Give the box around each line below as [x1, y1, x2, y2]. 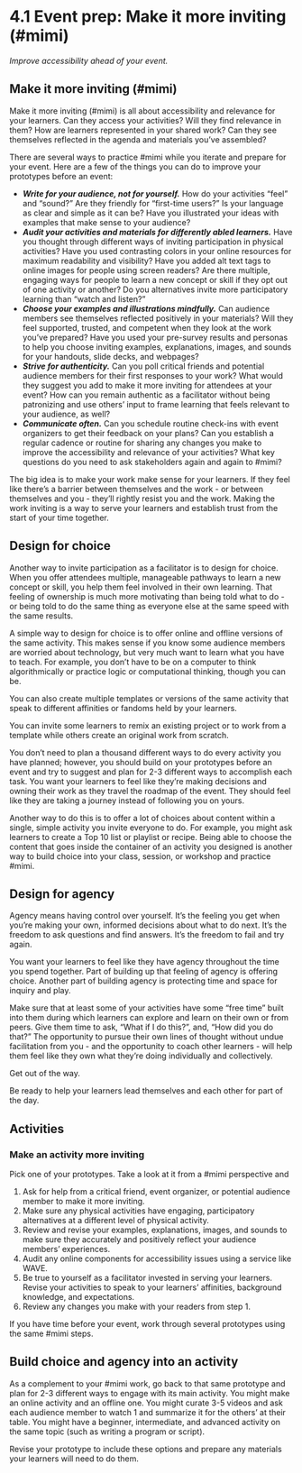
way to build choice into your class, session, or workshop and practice [9, 850, 271, 862]
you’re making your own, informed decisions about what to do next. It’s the [9, 919, 287, 930]
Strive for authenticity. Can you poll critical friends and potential [22, 361, 265, 371]
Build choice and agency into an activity [9, 1354, 239, 1369]
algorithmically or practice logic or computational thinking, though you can [9, 665, 286, 677]
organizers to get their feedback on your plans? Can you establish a [22, 427, 275, 438]
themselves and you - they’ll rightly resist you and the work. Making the [9, 493, 275, 504]
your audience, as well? [22, 408, 111, 419]
